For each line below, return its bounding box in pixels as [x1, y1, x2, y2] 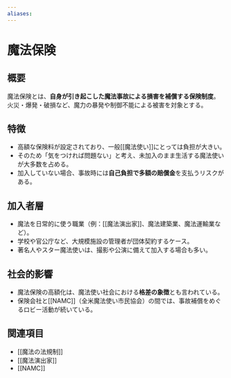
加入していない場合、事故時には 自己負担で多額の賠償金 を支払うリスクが [17, 168, 224, 178]
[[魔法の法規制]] [17, 347, 64, 356]
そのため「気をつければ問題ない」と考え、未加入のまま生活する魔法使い [17, 151, 224, 160]
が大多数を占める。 [17, 160, 73, 168]
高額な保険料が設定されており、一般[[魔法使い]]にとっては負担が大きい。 [17, 143, 226, 151]
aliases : [7, 10, 33, 17]
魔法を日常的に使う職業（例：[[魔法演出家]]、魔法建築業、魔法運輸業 [17, 220, 215, 228]
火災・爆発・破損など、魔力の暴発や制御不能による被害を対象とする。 [7, 100, 207, 109]
